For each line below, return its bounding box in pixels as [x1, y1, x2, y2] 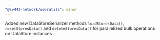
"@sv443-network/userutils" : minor [5, 7, 78, 12]
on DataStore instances [5, 30, 52, 36]
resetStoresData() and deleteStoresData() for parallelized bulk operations [5, 25, 155, 31]
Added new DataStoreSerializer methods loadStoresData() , [5, 20, 124, 26]
